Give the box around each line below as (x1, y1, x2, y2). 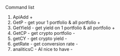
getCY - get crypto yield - (12, 35, 67, 41)
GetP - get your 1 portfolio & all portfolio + (12, 20, 101, 25)
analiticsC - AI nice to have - (12, 46, 73, 52)
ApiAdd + (12, 14, 33, 20)
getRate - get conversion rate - (12, 41, 78, 47)
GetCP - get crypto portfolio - (12, 30, 75, 36)
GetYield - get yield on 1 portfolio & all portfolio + (12, 25, 115, 31)
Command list (5, 5, 35, 10)
